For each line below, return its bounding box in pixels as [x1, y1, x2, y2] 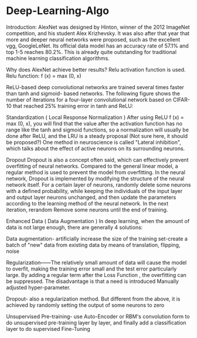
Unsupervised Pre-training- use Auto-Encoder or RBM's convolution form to [6, 313, 190, 320]
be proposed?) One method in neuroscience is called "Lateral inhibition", [6, 138, 182, 146]
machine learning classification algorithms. [6, 55, 110, 62]
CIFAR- [172, 96, 191, 103]
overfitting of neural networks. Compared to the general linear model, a [6, 163, 178, 170]
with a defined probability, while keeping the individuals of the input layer [6, 187, 183, 194]
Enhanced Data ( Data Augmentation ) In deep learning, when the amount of [6, 217, 190, 224]
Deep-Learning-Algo [6, 4, 110, 18]
